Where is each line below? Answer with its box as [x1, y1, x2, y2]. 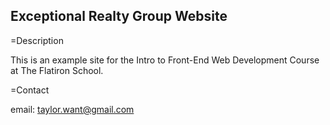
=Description [10, 34, 64, 46]
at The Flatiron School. [10, 64, 104, 76]
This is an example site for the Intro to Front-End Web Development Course [10, 54, 320, 66]
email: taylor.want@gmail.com [10, 103, 135, 115]
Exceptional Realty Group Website [10, 8, 228, 25]
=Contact [10, 84, 50, 96]
